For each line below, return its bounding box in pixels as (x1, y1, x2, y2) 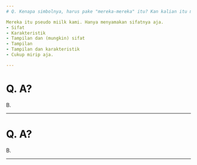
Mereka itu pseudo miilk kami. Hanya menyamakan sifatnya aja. (6, 19, 164, 25)
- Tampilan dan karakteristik (6, 46, 80, 53)
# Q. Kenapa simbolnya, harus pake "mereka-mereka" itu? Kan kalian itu (6, 8, 188, 15)
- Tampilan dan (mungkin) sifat (6, 36, 85, 42)
